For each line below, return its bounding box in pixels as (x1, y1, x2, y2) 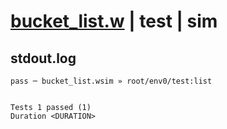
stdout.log (10, 50, 77, 67)
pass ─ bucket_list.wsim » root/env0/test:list (10, 76, 213, 86)
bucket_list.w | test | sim (10, 10, 218, 33)
